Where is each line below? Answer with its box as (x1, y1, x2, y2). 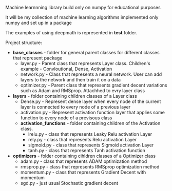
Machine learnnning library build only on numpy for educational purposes (5, 5, 161, 10)
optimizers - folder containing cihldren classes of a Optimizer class (12, 153, 156, 159)
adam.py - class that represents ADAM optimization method (20, 158, 147, 164)
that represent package (12, 55, 63, 61)
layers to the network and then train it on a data (20, 77, 121, 82)
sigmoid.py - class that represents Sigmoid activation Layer (28, 142, 154, 148)
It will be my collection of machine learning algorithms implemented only (5, 14, 159, 20)
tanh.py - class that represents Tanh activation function (28, 147, 145, 153)
